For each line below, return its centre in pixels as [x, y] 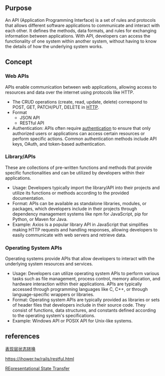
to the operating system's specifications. [54, 316]
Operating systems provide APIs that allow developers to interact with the [80, 259]
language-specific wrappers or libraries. [53, 295]
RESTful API [32, 123]
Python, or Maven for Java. [40, 219]
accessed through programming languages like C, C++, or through [80, 289]
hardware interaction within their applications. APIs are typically [77, 284]
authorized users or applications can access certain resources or [79, 133]
